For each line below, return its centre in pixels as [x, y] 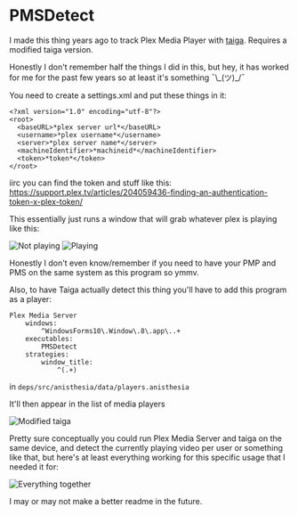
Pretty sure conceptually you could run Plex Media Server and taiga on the [145, 438]
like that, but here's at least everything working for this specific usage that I [148, 457]
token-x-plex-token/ [46, 201]
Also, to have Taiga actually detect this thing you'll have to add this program [148, 290]
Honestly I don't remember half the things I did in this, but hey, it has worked [149, 67]
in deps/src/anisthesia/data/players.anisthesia [99, 386]
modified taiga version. [51, 49]
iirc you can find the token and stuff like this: [90, 183]
